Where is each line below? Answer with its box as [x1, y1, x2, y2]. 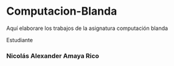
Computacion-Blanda [6, 4, 117, 18]
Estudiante [6, 36, 33, 43]
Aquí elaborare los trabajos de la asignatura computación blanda [6, 24, 169, 32]
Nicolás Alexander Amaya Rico [6, 51, 99, 60]
